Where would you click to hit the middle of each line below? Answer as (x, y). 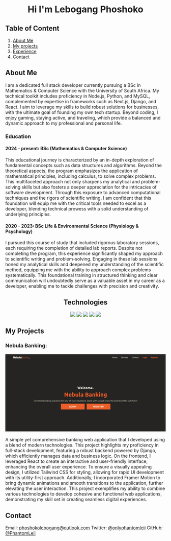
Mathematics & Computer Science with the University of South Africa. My (82, 90)
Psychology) (19, 231)
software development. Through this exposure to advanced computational (83, 192)
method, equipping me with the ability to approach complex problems (78, 270)
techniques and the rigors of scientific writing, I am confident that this (78, 198)
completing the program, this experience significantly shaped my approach (84, 253)
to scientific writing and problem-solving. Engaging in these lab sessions (81, 259)
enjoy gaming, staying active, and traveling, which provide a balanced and (83, 117)
